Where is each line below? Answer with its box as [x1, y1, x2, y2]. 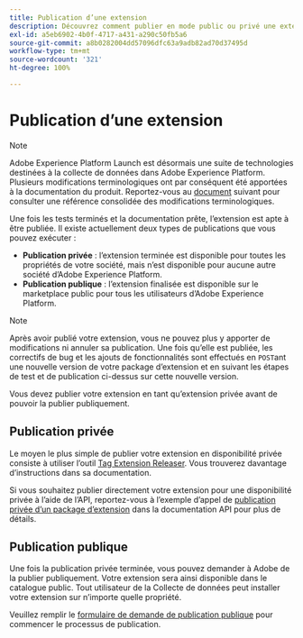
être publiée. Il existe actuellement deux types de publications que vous [9, 223, 277, 233]
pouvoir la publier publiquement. [9, 397, 131, 408]
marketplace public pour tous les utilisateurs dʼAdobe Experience [22, 287, 264, 298]
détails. [9, 513, 37, 524]
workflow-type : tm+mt [9, 47, 91, 56]
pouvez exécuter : [9, 232, 77, 243]
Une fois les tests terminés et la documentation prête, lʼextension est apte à [9, 213, 289, 223]
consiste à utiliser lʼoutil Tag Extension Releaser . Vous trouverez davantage [9, 457, 287, 469]
